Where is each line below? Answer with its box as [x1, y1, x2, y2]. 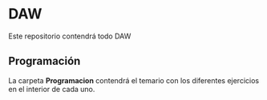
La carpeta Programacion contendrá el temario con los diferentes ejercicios [8, 75, 259, 85]
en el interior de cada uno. [8, 84, 95, 94]
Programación [8, 54, 81, 68]
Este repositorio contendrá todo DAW [8, 31, 131, 41]
